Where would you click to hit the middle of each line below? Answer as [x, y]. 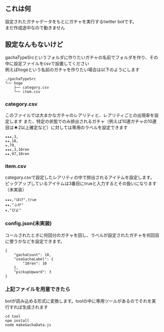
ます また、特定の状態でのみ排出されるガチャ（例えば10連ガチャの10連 [85, 121]
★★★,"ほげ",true [21, 200]
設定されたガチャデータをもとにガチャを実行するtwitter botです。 [71, 22]
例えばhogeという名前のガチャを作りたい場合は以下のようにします [72, 70]
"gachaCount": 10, [33, 255]
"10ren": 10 [35, 263]
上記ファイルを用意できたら [38, 289]
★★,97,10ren [17, 154]
